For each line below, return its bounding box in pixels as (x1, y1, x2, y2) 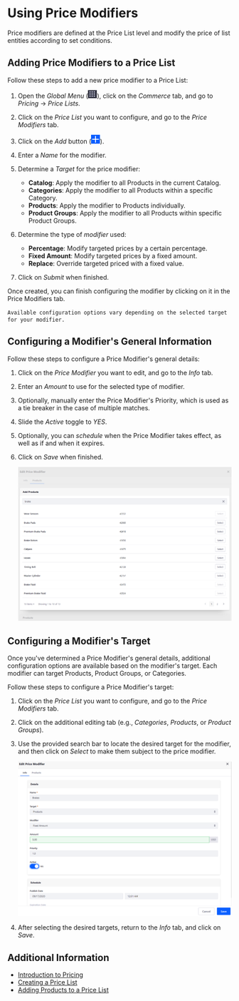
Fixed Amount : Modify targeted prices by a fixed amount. (28, 251, 198, 260)
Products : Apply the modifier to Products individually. (28, 201, 186, 210)
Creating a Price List (17, 978, 78, 987)
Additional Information (7, 951, 110, 964)
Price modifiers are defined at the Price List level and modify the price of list (7, 29, 230, 37)
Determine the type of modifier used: (17, 230, 127, 238)
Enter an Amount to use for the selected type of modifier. (17, 382, 185, 390)
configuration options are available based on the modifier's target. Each (7, 661, 218, 670)
